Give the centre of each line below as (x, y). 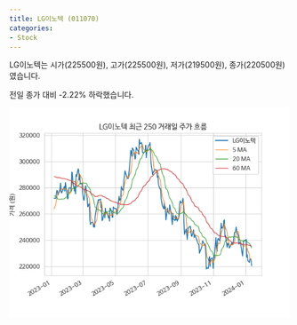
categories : (31, 28)
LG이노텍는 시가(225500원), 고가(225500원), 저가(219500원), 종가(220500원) (148, 65)
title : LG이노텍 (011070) (54, 19)
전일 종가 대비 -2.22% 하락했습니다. (72, 95)
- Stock (24, 37)
